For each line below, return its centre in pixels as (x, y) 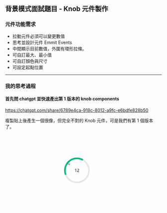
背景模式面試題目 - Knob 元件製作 (57, 9)
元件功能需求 (21, 24)
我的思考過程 (21, 86)
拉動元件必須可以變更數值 (39, 36)
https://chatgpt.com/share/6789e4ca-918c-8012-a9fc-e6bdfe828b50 (77, 110)
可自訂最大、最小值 (32, 55)
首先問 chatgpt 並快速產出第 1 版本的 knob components (62, 99)
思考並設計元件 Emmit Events (42, 42)
